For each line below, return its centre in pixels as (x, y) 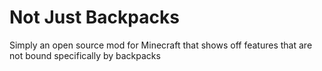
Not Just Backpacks (94, 17)
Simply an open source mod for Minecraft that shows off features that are (161, 45)
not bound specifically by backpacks (85, 55)
